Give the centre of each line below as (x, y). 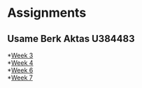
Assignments (47, 13)
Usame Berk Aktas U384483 (71, 39)
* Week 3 (20, 55)
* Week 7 (20, 78)
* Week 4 (20, 63)
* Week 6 (20, 70)
